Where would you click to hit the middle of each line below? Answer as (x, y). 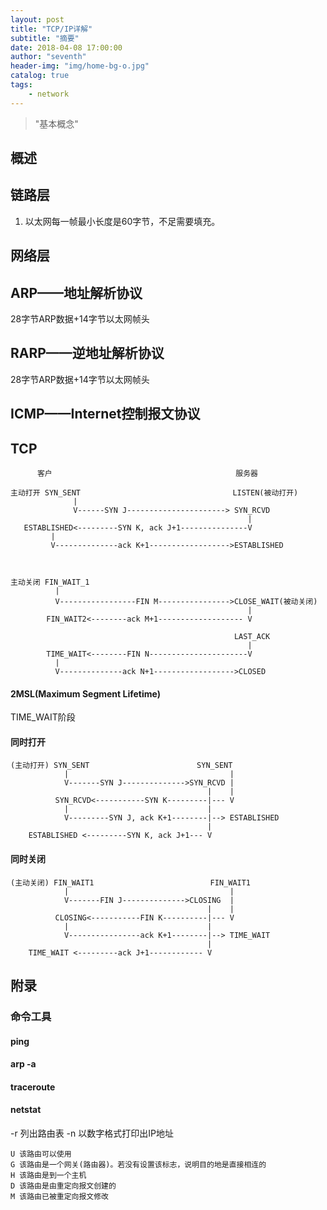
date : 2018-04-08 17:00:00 (66, 47)
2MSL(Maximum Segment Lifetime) (85, 693)
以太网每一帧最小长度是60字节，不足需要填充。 (122, 221)
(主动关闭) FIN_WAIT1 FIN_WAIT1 (131, 882)
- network (49, 94)
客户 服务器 (147, 474)
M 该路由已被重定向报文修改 (60, 1196)
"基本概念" (56, 123)
